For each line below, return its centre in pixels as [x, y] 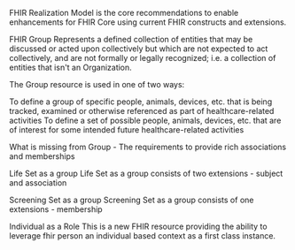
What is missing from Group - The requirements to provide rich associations [147, 147]
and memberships [42, 156]
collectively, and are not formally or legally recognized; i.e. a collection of [143, 58]
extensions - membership [56, 209]
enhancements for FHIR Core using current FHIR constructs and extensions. [148, 22]
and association [38, 183]
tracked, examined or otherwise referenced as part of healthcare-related [142, 111]
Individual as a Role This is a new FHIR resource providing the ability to [138, 226]
